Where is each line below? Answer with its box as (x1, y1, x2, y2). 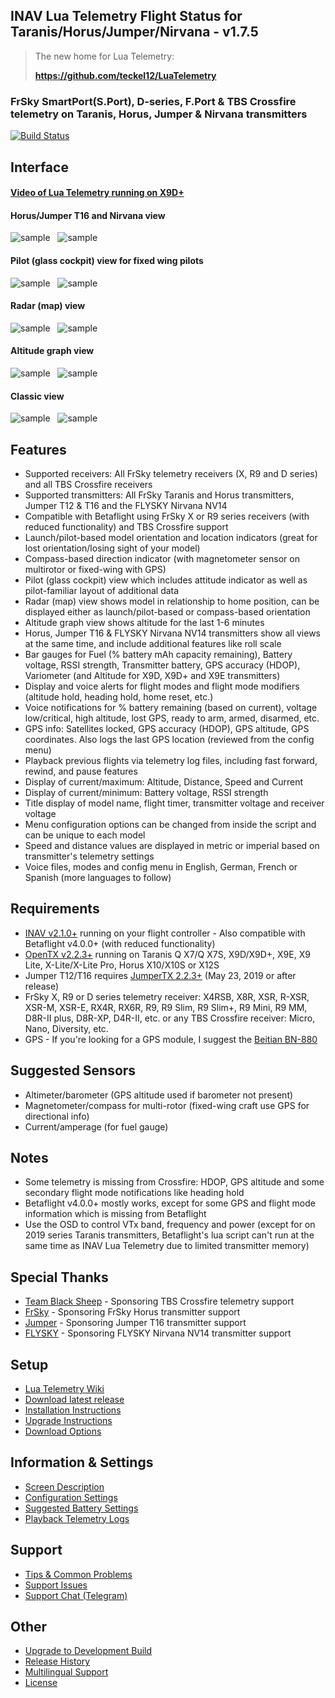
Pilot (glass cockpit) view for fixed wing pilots (10, 254, 204, 266)
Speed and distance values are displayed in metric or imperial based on (24, 839, 320, 851)
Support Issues (24, 1579, 88, 1591)
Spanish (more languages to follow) (24, 871, 172, 883)
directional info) (24, 1110, 90, 1122)
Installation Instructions (24, 1404, 122, 1416)
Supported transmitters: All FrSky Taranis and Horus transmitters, (24, 489, 295, 501)
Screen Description (24, 1480, 105, 1493)
